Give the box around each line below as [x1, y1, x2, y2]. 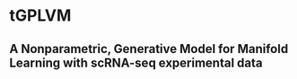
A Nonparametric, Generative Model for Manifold [9, 41, 289, 57]
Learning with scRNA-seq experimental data [9, 55, 263, 70]
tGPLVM [9, 5, 72, 26]
